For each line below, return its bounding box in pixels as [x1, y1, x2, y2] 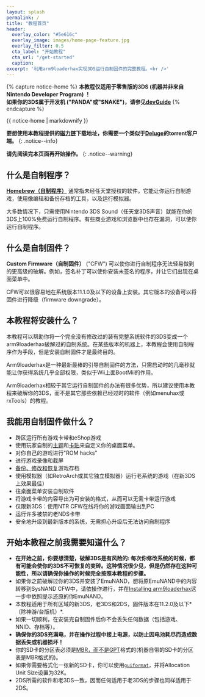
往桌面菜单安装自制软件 [15, 487, 74, 494]
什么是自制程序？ [6, 170, 71, 180]
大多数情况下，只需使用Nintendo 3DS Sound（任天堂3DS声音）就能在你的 [6, 208, 193, 215]
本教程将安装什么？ [6, 316, 79, 326]
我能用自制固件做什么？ [6, 416, 95, 427]
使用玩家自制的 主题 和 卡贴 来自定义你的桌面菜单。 [15, 441, 138, 449]
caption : [12, 60, 34, 66]
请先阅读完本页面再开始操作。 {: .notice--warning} [6, 150, 133, 157]
